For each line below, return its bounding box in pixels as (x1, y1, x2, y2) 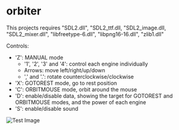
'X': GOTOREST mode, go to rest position (14, 79, 118, 87)
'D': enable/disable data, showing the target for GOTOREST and (14, 92, 173, 99)
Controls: (6, 42, 29, 49)
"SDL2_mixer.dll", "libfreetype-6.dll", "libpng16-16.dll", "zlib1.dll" (6, 30, 164, 37)
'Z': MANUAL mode (14, 54, 63, 61)
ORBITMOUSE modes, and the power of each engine (14, 98, 146, 106)
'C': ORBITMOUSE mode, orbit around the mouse (14, 85, 137, 93)
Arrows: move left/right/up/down (24, 66, 105, 73)
